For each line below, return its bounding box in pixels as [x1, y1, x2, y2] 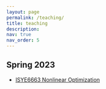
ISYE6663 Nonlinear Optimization [15, 76, 100, 83]
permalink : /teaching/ [6, 15, 64, 21]
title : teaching [6, 20, 48, 26]
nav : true [6, 32, 32, 38]
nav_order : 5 [6, 37, 40, 43]
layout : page [6, 9, 40, 15]
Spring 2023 [6, 60, 55, 70]
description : [6, 26, 40, 32]
